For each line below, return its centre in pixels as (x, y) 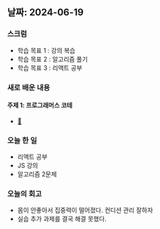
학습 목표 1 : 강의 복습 (46, 50)
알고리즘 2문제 (37, 174)
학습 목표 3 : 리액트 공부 (50, 67)
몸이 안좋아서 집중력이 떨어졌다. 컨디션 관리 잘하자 (85, 210)
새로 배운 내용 (29, 87)
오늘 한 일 (22, 140)
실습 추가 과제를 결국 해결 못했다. (62, 219)
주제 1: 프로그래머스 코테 (40, 105)
